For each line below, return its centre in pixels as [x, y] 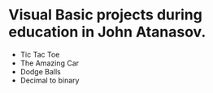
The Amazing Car [50, 63]
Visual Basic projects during [106, 15]
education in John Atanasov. [107, 32]
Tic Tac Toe [40, 54]
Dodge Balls [40, 71]
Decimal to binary [50, 80]
